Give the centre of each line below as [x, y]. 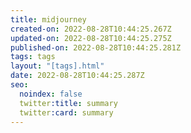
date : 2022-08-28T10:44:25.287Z [77, 76]
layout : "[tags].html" [57, 66]
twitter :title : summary [68, 103]
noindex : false [51, 94]
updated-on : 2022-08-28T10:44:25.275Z [91, 38]
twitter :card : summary [66, 112]
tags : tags [33, 57]
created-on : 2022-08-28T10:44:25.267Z [91, 29]
